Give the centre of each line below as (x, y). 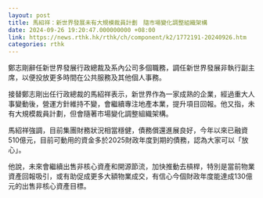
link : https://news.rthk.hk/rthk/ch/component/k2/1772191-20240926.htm (127, 37)
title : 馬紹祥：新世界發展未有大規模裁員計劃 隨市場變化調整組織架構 (108, 23)
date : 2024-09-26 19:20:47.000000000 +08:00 (82, 30)
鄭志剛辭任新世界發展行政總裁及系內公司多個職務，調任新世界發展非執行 (124, 68)
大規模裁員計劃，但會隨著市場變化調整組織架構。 (94, 113)
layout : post (29, 15)
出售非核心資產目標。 (56, 186)
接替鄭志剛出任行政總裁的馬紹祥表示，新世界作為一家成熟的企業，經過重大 (128, 94)
